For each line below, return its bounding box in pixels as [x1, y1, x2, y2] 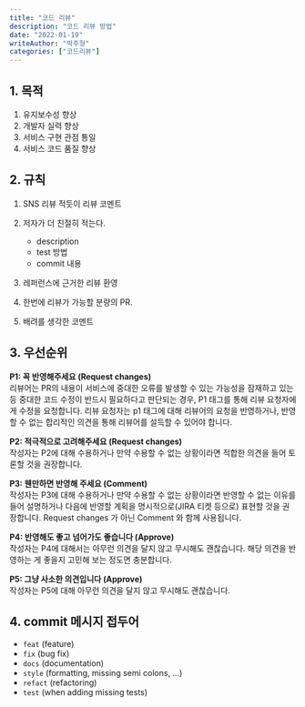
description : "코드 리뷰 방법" [9, 22, 117, 31]
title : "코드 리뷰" [9, 13, 76, 23]
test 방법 [36, 247, 68, 258]
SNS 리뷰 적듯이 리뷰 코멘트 [22, 197, 122, 209]
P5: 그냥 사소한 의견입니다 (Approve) [9, 573, 143, 584]
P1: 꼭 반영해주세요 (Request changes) [9, 370, 152, 382]
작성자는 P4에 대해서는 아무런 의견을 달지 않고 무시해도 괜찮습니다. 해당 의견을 [9, 542, 287, 553]
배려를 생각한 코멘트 [22, 316, 94, 327]
